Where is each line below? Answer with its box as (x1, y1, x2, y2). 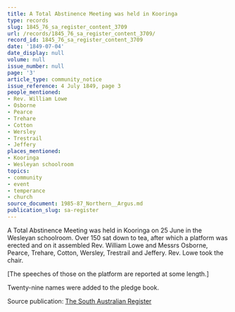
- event (7, 180, 30, 187)
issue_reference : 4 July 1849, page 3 (7, 82, 121, 89)
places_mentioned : (7, 148, 61, 155)
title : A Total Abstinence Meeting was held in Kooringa (7, 10, 178, 18)
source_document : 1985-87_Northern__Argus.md (7, 200, 143, 208)
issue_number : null (7, 63, 65, 70)
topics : (7, 167, 30, 175)
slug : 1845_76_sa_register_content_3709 (7, 23, 128, 30)
